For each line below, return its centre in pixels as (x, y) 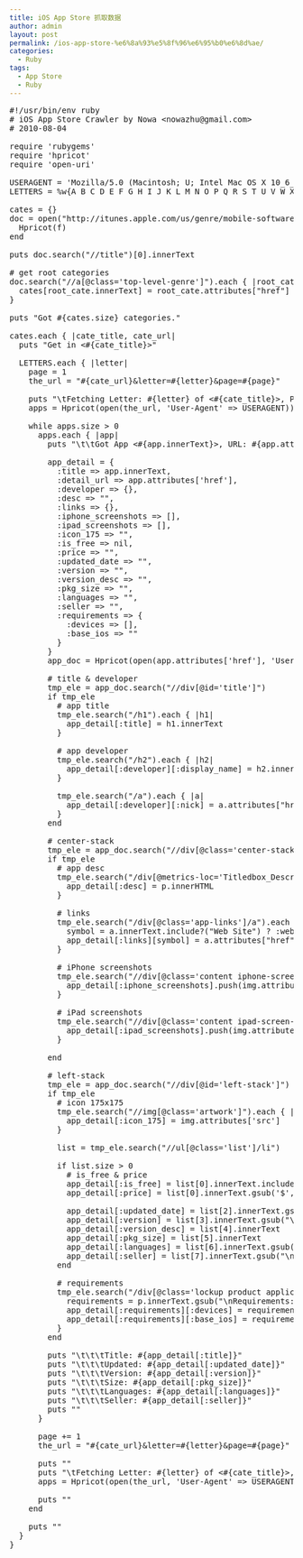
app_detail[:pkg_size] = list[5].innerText (164, 1238)
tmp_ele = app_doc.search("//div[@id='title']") (157, 687)
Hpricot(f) (43, 227)
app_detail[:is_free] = (119, 1184)
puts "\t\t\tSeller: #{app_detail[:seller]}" (150, 1400)
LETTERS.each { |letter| (73, 363)
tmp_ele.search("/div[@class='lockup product (159, 1292)
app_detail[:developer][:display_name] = (159, 769)
